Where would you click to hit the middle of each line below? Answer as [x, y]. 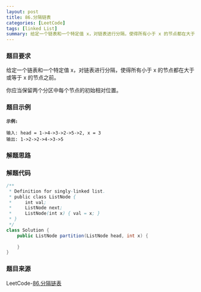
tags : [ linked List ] [32, 28]
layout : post [22, 12]
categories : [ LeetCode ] [36, 23]
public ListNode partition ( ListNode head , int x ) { [83, 236]
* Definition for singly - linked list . [57, 191]
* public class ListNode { [42, 197]
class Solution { [28, 230]
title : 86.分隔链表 [29, 17]
